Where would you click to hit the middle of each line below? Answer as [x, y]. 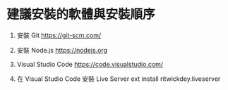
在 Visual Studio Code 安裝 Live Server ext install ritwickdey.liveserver [119, 79]
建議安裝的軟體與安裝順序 [81, 14]
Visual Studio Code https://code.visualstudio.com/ [90, 64]
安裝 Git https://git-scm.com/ [59, 35]
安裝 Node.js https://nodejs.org [62, 50]
